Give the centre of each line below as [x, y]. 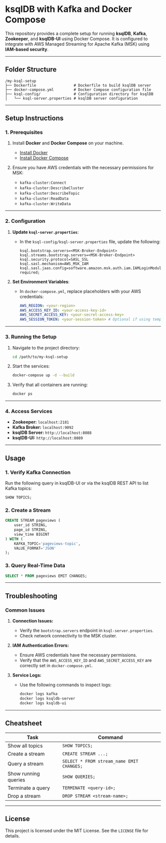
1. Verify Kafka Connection [38, 472]
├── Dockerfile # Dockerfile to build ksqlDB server [78, 85]
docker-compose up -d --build [43, 375]
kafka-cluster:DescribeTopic [50, 194]
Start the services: [31, 366]
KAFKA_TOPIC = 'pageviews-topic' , [47, 544]
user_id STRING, [31, 525]
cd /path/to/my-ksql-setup [40, 357]
